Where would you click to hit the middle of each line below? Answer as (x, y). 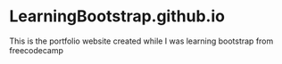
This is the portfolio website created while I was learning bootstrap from (141, 41)
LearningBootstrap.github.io (117, 16)
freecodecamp (37, 50)
